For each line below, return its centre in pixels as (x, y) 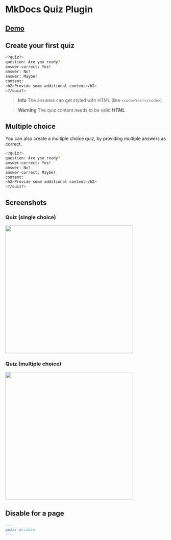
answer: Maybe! (21, 76)
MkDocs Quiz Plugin (49, 9)
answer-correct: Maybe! (31, 172)
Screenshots (26, 203)
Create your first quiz (40, 45)
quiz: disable (20, 530)
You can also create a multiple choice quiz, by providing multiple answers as (86, 138)
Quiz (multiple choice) (33, 364)
